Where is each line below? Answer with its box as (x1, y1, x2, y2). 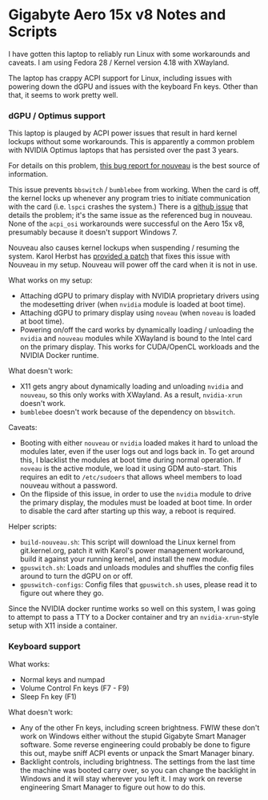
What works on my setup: (8, 275, 94, 285)
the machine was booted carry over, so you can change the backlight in (19, 765, 257, 774)
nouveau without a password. (19, 480, 118, 490)
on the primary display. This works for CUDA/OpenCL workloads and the (19, 342, 260, 352)
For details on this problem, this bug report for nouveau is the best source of (8, 161, 260, 171)
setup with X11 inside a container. (8, 621, 118, 630)
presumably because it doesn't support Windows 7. (8, 227, 178, 237)
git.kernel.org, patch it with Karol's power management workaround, (19, 546, 246, 556)
